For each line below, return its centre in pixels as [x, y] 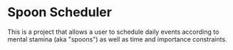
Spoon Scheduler [60, 12]
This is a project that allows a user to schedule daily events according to [113, 32]
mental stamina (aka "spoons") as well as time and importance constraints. [117, 39]
